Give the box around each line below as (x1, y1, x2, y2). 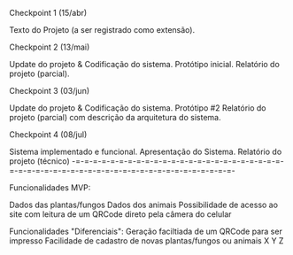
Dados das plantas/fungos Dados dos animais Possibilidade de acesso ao (9, 199, 279, 210)
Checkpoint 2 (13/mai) (9, 42, 90, 52)
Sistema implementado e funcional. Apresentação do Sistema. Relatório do (9, 146, 282, 157)
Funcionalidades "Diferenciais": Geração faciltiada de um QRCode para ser (9, 226, 283, 236)
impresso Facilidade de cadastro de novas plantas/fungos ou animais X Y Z (9, 236, 284, 246)
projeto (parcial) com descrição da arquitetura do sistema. (9, 112, 221, 122)
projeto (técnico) (9, 156, 71, 166)
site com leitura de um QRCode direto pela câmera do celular (9, 209, 232, 220)
